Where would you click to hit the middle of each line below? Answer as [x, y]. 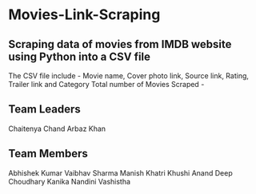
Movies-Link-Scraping [84, 15]
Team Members [48, 154]
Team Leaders [45, 109]
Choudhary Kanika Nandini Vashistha [69, 181]
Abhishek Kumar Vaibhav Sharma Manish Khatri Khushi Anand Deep [121, 172]
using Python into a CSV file [79, 56]
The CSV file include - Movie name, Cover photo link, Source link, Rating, [129, 76]
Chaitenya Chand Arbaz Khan [57, 129]
